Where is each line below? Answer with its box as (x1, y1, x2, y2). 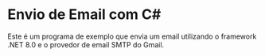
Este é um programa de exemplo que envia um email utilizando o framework (7, 32, 257, 41)
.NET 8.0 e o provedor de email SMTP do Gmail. (7, 39, 165, 49)
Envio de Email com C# (7, 6, 162, 24)
